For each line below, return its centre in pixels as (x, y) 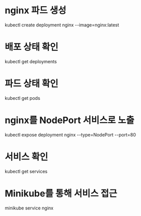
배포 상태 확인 (32, 47)
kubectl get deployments (31, 61)
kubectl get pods (22, 98)
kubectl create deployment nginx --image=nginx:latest (62, 25)
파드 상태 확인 (32, 84)
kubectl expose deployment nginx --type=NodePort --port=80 (70, 134)
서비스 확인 (26, 157)
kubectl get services (26, 171)
